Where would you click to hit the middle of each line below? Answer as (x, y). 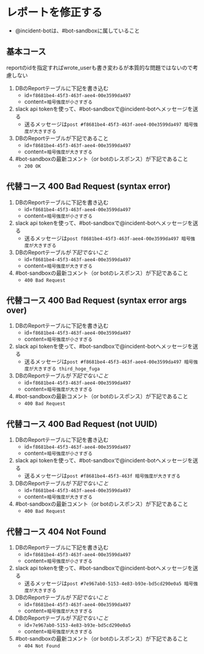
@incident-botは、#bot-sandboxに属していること (77, 31)
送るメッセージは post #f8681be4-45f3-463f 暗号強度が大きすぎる (102, 476)
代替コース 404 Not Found (56, 532)
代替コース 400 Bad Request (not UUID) (82, 424)
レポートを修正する (55, 13)
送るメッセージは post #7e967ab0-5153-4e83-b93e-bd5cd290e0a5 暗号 (109, 583)
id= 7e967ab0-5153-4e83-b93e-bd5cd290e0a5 (77, 625)
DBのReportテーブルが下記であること (62, 138)
